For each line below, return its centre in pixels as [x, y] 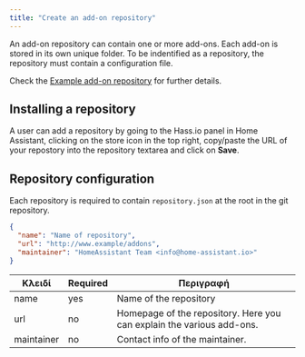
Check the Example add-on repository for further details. [116, 80]
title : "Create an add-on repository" [83, 18]
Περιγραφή [204, 283]
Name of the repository [166, 298]
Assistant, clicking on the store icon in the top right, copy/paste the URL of [148, 141]
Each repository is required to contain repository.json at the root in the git [149, 201]
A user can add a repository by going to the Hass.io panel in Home [134, 131]
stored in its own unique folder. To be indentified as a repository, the [137, 53]
